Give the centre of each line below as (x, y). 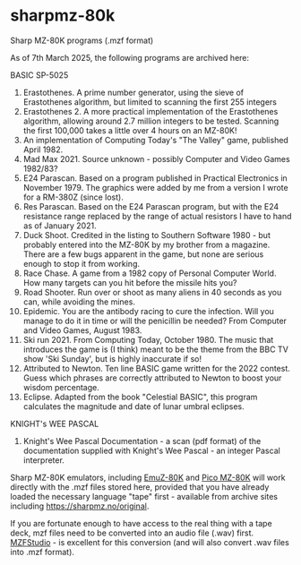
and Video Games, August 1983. (82, 330)
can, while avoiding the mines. (79, 302)
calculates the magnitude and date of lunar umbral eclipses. (133, 406)
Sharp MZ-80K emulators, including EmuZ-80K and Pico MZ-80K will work (148, 477)
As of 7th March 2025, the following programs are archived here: (130, 57)
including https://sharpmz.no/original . (80, 506)
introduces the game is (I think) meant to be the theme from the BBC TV (156, 349)
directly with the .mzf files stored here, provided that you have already (140, 487)
